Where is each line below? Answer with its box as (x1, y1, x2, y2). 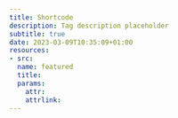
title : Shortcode (9, 12, 74, 22)
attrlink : (25, 95, 62, 105)
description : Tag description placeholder (9, 21, 169, 30)
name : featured (17, 63, 74, 72)
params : (17, 79, 46, 88)
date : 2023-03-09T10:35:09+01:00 (9, 37, 133, 47)
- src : (9, 54, 34, 63)
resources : (9, 46, 50, 55)
